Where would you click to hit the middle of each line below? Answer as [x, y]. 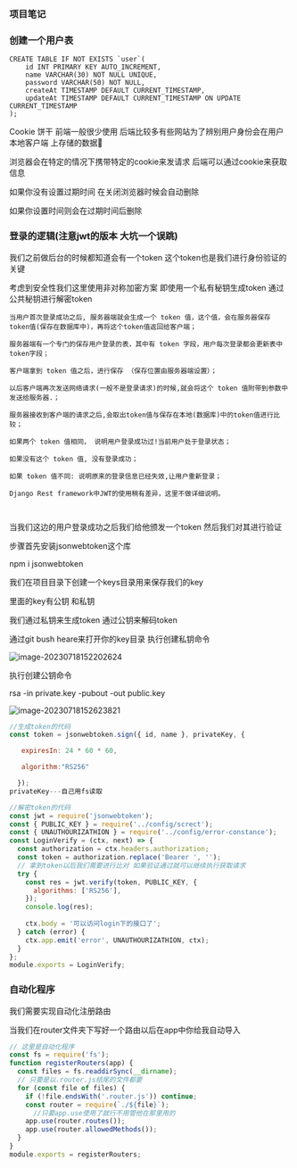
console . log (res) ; [59, 907]
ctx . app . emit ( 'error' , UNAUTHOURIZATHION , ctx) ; [117, 940]
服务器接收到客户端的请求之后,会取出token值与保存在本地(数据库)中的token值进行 [141, 415]
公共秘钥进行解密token [51, 298]
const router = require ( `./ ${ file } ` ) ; [97, 1105]
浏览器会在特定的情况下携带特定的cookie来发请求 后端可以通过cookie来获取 [148, 162]
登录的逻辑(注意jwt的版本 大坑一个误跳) [94, 236]
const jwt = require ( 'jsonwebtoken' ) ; [81, 816]
